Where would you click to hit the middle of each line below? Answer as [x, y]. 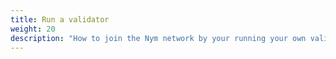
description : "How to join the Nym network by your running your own [158, 38]
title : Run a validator [60, 19]
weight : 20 [33, 29]
